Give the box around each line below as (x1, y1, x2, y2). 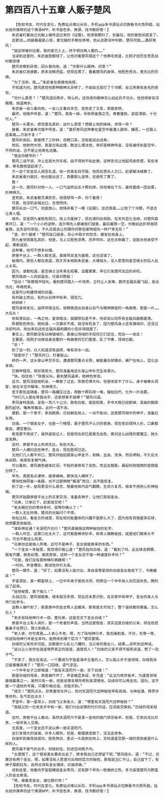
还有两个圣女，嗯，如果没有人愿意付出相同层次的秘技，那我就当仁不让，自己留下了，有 (8, 757, 159, 762)
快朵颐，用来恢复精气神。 (5, 458, 49, 462)
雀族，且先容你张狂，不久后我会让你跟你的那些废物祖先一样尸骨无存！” (5, 227, 129, 232)
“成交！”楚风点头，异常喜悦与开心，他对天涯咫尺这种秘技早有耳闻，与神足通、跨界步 (11, 689, 159, 694)
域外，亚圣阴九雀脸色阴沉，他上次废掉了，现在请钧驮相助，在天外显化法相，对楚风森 (11, 216, 159, 221)
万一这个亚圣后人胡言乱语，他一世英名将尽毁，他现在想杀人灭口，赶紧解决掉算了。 (11, 169, 155, 174)
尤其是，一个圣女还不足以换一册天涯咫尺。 (11, 725, 85, 730)
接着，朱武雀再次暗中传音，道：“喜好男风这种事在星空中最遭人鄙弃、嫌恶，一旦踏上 (11, 127, 157, 132)
